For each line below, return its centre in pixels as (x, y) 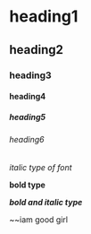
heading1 (44, 17)
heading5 (28, 117)
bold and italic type (46, 202)
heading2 (37, 50)
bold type (28, 185)
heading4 (28, 97)
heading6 (27, 140)
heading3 (30, 75)
